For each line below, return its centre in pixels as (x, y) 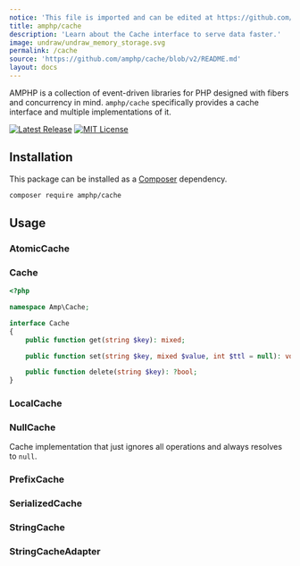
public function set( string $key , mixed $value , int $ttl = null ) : (154, 356)
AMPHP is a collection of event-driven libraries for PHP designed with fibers (149, 93)
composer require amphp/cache (66, 195)
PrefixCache (37, 479)
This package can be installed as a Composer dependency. (118, 179)
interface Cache (39, 323)
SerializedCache (46, 503)
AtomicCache (39, 249)
